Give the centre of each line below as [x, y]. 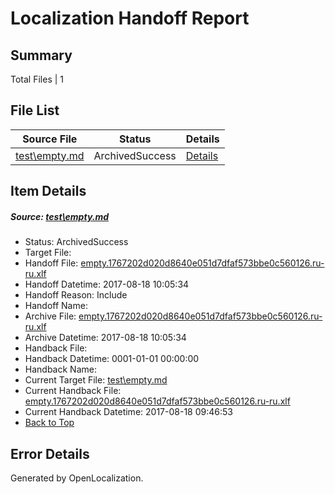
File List [35, 110]
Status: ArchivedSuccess [76, 242]
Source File [50, 139]
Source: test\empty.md [60, 216]
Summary [41, 55]
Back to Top [49, 423]
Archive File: [50, 316]
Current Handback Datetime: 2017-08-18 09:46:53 [128, 412]
